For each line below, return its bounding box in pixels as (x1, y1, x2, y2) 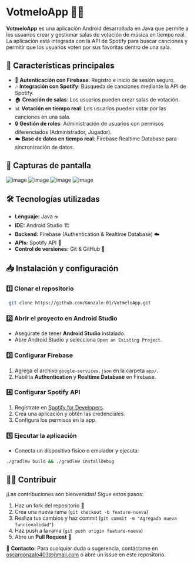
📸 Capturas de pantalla (6, 160, 91, 170)
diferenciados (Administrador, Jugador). (14, 128, 112, 135)
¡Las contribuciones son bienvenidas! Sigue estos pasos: (6, 490, 144, 497)
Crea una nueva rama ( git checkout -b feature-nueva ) (14, 508, 149, 515)
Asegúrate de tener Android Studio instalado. (14, 330, 126, 337)
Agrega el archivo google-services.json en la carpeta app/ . (14, 367, 159, 374)
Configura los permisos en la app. (14, 416, 97, 424)
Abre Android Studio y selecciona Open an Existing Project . (14, 336, 162, 343)
